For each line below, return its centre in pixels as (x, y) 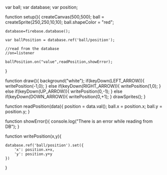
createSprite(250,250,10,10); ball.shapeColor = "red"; (59, 22)
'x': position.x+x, (34, 150)
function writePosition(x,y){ (33, 136)
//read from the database (32, 49)
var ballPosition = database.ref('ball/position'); (60, 40)
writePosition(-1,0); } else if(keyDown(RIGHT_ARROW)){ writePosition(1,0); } (83, 86)
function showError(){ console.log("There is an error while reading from (79, 121)
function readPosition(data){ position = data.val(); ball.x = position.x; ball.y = (84, 106)
